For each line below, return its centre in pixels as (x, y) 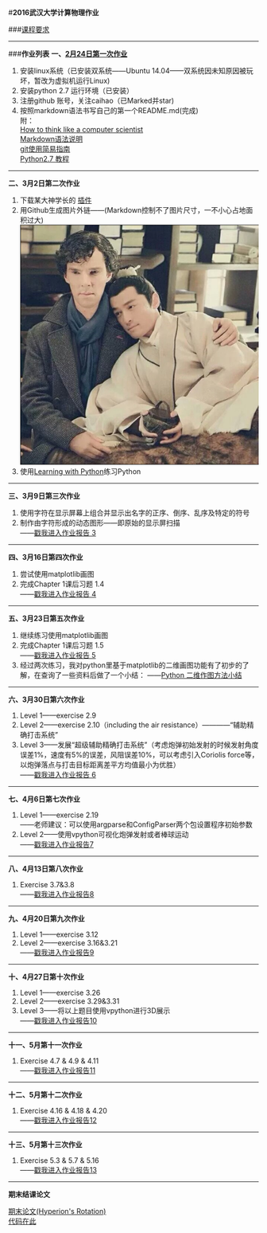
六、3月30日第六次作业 (46, 699)
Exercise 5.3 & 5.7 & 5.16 (59, 1160)
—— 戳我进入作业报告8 (57, 894)
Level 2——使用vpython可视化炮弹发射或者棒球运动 (104, 834)
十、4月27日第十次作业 (46, 977)
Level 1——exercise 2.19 (59, 815)
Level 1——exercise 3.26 (60, 992)
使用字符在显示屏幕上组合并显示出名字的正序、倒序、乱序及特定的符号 (135, 512)
